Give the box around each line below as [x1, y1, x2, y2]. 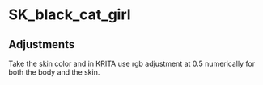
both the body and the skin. [8, 67, 100, 77]
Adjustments [8, 38, 75, 51]
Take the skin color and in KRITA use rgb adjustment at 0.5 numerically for [8, 59, 256, 68]
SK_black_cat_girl [8, 6, 131, 24]
